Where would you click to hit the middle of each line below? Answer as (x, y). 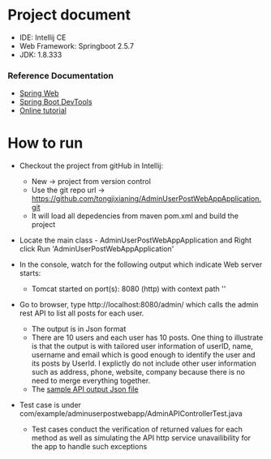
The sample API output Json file (85, 389)
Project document (69, 15)
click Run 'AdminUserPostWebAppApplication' (97, 249)
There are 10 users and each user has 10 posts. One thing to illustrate (147, 337)
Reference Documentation (61, 75)
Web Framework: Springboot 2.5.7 (77, 45)
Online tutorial (43, 110)
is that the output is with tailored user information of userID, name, (142, 346)
